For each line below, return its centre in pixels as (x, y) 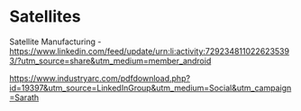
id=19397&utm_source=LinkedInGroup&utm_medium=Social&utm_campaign (150, 88)
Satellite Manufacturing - (55, 42)
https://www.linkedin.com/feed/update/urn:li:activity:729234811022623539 (150, 51)
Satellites (45, 17)
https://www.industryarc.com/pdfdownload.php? (100, 78)
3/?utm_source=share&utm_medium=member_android (110, 60)
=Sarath (24, 97)
